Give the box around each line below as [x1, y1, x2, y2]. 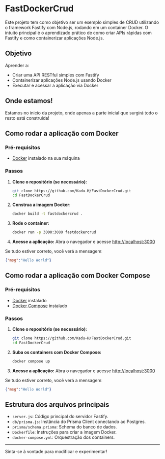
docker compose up [12, 358, 50, 364]
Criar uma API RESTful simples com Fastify [12, 72, 99, 78]
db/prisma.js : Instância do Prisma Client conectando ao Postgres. [12, 419, 146, 424]
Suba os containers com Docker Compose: [12, 349, 102, 355]
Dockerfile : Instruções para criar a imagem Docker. [12, 429, 117, 435]
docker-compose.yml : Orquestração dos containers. [12, 434, 115, 440]
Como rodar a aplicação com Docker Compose [5, 272, 151, 280]
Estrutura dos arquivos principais [5, 400, 110, 409]
